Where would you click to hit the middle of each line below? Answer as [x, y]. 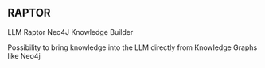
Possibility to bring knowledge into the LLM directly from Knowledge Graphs [132, 47]
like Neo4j [24, 55]
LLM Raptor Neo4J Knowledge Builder [70, 32]
